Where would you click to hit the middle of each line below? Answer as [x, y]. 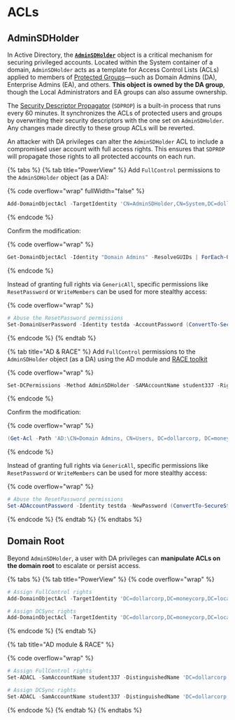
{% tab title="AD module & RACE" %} [61, 644]
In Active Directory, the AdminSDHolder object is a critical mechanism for [110, 55]
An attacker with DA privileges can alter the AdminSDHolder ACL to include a [115, 141]
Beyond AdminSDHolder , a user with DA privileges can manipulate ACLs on [114, 558]
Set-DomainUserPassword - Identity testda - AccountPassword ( [98, 324]
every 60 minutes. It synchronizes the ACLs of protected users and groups [115, 113]
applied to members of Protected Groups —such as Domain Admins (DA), [112, 77]
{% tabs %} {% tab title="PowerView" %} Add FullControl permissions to [114, 170]
